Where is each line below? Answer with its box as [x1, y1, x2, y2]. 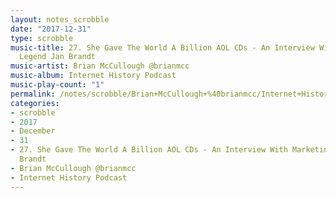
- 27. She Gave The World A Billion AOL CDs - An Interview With [10, 145, 288, 155]
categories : [10, 98, 60, 108]
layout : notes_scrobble [10, 14, 110, 25]
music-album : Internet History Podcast [10, 71, 177, 81]
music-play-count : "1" [10, 80, 105, 90]
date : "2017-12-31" [10, 24, 92, 34]
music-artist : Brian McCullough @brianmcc [10, 61, 190, 71]
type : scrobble [10, 33, 74, 43]
